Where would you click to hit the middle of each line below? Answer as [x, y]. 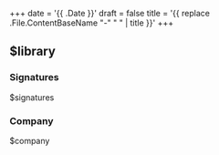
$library [33, 52]
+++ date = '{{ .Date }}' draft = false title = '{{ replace [109, 13]
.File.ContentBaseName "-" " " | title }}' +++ [92, 23]
